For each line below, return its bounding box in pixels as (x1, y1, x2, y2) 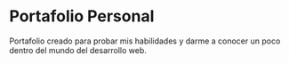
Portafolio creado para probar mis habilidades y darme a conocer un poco (9, 35, 281, 46)
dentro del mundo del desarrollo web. (9, 44, 147, 55)
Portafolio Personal (9, 6, 155, 27)
